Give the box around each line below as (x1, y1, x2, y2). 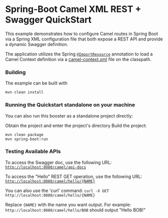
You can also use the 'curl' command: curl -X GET (5, 187, 109, 193)
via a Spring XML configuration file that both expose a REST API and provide (5, 36, 163, 42)
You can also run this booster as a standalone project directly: (5, 112, 133, 118)
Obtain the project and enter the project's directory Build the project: (5, 122, 147, 128)
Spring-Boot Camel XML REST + (5, 3, 141, 15)
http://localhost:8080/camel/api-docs (5, 164, 86, 169)
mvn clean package (5, 132, 44, 137)
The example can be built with (5, 80, 68, 86)
